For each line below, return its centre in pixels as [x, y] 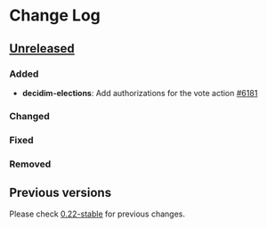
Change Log [55, 16]
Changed [30, 116]
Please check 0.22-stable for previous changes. [97, 214]
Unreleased [42, 49]
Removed [30, 164]
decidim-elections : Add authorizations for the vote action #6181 [140, 93]
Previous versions [61, 193]
